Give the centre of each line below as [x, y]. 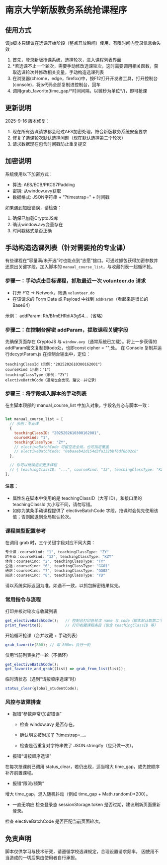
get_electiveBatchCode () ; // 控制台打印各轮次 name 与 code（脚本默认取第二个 [84, 620]
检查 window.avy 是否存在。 [48, 724]
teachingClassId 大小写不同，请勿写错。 [53, 505]
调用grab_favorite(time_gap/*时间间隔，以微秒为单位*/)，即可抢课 [80, 91]
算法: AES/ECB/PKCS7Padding [43, 184]
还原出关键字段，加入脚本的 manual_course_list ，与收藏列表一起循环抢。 [80, 267]
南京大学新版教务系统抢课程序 [66, 10]
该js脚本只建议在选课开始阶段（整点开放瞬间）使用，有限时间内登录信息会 [81, 43]
